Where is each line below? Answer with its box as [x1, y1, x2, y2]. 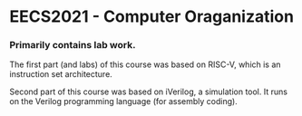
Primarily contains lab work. [9, 39, 136, 52]
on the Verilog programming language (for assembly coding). [9, 96, 238, 107]
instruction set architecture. [9, 69, 113, 80]
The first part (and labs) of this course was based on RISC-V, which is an [9, 59, 281, 70]
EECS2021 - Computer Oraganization [9, 6, 295, 27]
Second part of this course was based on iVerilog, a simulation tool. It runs [9, 86, 288, 97]
